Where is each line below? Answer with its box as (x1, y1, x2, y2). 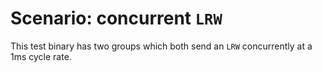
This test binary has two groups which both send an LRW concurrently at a (10, 40, 313, 52)
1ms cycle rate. (10, 50, 72, 62)
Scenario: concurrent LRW (10, 7, 223, 30)
